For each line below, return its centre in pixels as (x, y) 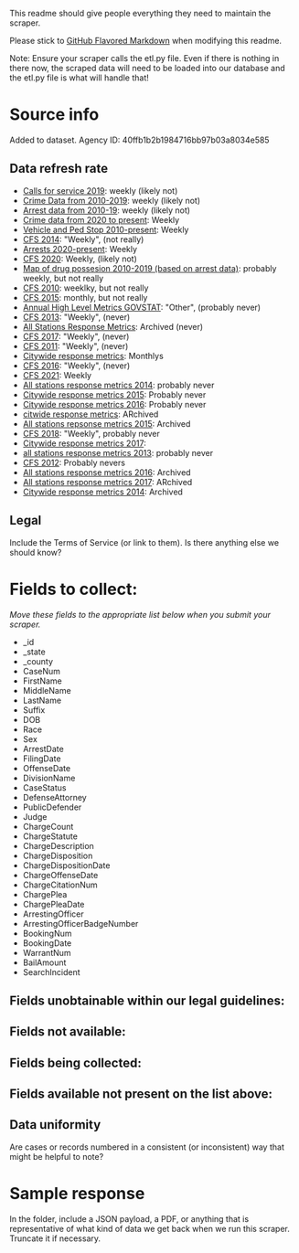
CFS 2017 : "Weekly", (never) (76, 336)
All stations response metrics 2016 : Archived (107, 472)
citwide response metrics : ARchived (91, 414)
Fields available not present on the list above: (141, 1094)
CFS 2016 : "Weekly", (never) (76, 366)
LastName (42, 700)
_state (34, 652)
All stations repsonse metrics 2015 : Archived (107, 423)
